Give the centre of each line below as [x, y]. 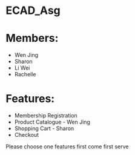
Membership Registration [46, 116]
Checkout [27, 135]
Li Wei [22, 68]
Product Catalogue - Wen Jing [52, 122]
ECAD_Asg [33, 11]
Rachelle [25, 74]
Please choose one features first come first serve [67, 147]
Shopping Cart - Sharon [44, 128]
